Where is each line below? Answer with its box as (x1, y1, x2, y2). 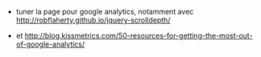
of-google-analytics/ (15, 39, 85, 49)
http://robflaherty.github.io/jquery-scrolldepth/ (15, 15, 171, 25)
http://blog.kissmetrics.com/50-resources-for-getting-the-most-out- (24, 31, 253, 40)
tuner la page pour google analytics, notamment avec (15, 7, 194, 16)
